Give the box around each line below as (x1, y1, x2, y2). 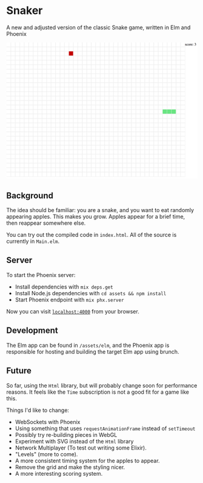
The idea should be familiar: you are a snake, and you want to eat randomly (6, 207, 195, 214)
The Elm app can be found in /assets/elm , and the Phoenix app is (6, 341, 170, 349)
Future (6, 366, 32, 376)
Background (6, 190, 53, 200)
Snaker (6, 4, 43, 18)
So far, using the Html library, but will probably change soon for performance (6, 382, 198, 389)
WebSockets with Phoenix (15, 418, 81, 425)
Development (6, 326, 59, 336)
